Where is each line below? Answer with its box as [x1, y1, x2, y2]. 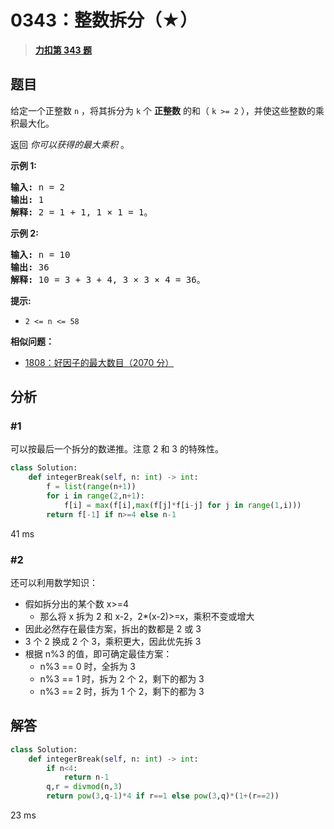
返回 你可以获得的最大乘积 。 [10, 138, 130, 150]
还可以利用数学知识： [10, 576, 98, 588]
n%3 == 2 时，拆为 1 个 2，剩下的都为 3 [39, 685, 205, 697]
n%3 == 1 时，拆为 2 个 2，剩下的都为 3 [39, 672, 205, 685]
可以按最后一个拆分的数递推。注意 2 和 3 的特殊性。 [10, 443, 224, 455]
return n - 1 [63, 772, 110, 783]
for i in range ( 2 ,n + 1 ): [46, 491, 145, 501]
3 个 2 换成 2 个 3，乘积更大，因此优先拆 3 [24, 635, 202, 647]
